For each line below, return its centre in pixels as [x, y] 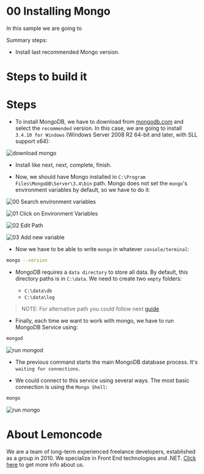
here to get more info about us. [45, 464]
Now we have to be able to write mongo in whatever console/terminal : [102, 249]
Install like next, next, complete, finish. [63, 165]
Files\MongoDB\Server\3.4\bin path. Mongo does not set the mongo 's [101, 183]
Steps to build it [47, 77]
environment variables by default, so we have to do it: [83, 190]
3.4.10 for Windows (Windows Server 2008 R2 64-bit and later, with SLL [106, 135]
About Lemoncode [54, 434]
